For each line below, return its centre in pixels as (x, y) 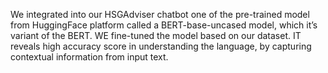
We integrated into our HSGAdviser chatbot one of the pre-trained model (160, 14)
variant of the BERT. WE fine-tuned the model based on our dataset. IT (156, 35)
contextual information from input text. (89, 57)
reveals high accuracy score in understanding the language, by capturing (161, 46)
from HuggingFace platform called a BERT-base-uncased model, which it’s (164, 25)
